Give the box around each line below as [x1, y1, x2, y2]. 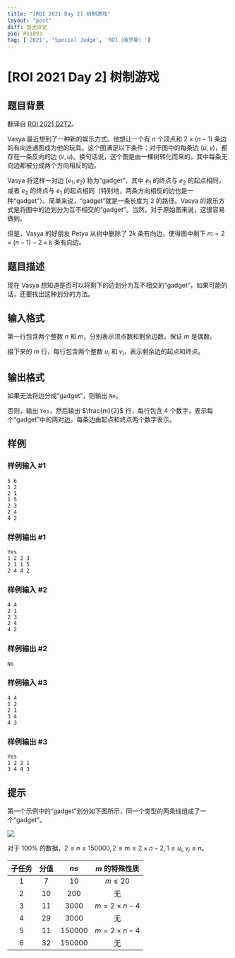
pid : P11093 [7, 30, 42, 37]
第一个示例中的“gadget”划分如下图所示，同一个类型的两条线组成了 [7, 807, 200, 815]
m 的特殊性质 [95, 863, 140, 873]
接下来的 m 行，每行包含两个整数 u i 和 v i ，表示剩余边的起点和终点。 [7, 347, 205, 358]
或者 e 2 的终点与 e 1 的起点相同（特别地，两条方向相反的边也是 [7, 186, 188, 197]
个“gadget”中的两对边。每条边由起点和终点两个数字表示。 [7, 415, 176, 423]
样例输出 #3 [7, 737, 48, 747]
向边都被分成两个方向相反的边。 [7, 161, 100, 170]
